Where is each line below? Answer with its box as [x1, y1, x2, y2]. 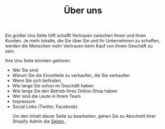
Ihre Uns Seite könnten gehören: [5, 58, 71, 64]
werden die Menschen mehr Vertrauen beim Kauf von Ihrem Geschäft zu [5, 43, 153, 49]
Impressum [12, 99, 36, 104]
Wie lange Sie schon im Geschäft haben [12, 83, 94, 89]
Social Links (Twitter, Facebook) [12, 103, 78, 110]
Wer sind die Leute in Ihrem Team [12, 93, 81, 99]
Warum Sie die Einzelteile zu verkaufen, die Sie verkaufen [12, 73, 130, 78]
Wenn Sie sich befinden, [12, 77, 62, 83]
